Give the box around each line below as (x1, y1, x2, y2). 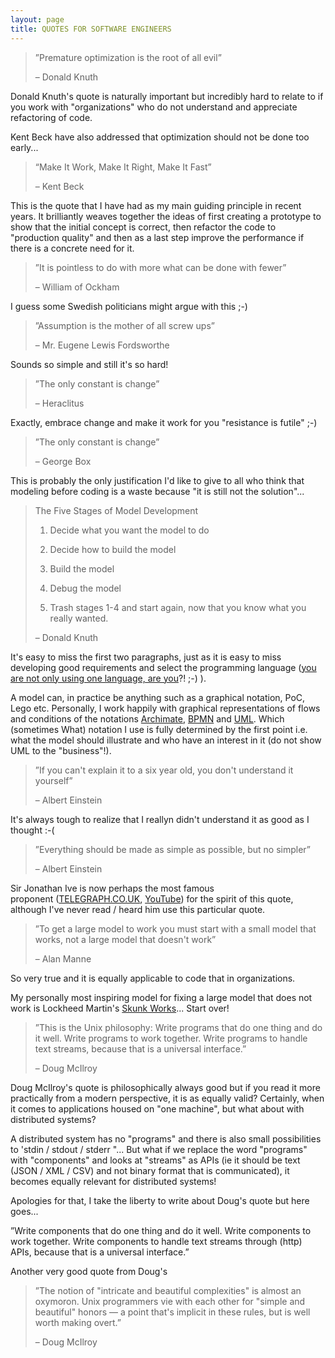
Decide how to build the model (49, 543, 177, 555)
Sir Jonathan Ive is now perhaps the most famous (10, 882, 215, 894)
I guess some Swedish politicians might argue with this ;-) (10, 300, 248, 312)
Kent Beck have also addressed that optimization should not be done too (10, 131, 310, 143)
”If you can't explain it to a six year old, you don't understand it (34, 764, 294, 776)
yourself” (34, 774, 73, 786)
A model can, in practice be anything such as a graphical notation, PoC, (10, 691, 306, 703)
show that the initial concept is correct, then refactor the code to (10, 221, 277, 233)
